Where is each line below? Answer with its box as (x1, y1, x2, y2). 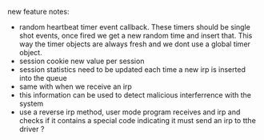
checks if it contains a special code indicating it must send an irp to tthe (18, 116, 257, 125)
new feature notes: (7, 7, 70, 16)
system (18, 99, 44, 108)
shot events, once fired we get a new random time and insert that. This (18, 31, 253, 40)
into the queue (18, 74, 67, 82)
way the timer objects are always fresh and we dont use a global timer (18, 39, 251, 49)
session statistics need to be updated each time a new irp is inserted (18, 65, 246, 74)
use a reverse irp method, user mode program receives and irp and (18, 107, 241, 117)
